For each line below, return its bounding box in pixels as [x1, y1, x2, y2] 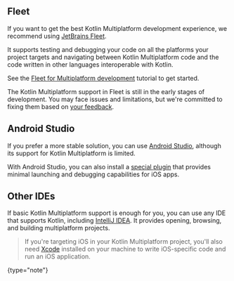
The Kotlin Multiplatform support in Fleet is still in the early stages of [7, 87, 205, 96]
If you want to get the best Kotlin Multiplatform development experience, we [7, 24, 227, 32]
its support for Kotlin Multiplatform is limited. [7, 149, 136, 157]
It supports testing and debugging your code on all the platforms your [7, 45, 209, 53]
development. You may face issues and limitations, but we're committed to [7, 95, 223, 103]
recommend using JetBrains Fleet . [7, 32, 107, 40]
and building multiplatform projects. [7, 224, 110, 233]
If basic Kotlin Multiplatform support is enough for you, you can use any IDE [7, 209, 226, 217]
